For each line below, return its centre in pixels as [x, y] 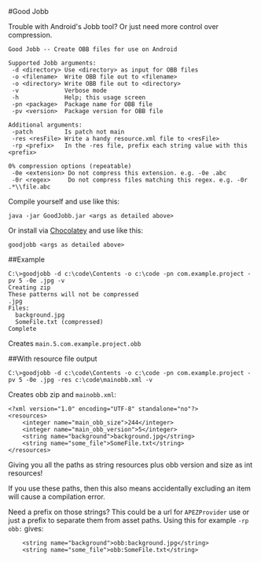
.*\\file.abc [29, 187]
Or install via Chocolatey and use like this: [76, 230]
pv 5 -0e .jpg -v [37, 281]
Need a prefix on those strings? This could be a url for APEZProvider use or [129, 512]
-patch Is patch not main [68, 132]
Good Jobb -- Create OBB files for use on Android [93, 50]
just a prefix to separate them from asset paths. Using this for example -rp [129, 520]
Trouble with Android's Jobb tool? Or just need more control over [113, 26]
